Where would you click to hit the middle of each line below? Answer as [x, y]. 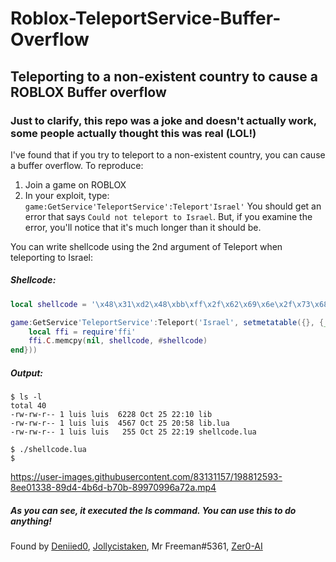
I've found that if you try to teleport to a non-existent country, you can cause [168, 154]
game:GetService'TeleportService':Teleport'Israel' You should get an [173, 206]
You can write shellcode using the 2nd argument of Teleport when [146, 246]
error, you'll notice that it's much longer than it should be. [143, 227]
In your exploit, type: [67, 195]
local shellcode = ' [53, 304]
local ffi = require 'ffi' [82, 332]
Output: [27, 373]
